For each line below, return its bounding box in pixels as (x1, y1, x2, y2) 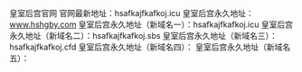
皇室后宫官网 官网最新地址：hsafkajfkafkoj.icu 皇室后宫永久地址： (9, 8, 255, 18)
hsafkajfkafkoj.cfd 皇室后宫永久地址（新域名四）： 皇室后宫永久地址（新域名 (9, 41, 291, 52)
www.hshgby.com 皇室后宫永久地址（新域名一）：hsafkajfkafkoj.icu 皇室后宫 (9, 19, 294, 30)
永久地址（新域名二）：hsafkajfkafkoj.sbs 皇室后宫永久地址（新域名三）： (9, 31, 278, 40)
